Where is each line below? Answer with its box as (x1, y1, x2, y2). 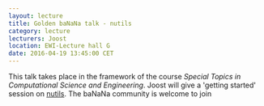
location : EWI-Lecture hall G (8, 42, 111, 50)
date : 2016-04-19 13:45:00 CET (8, 49, 114, 57)
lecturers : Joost (8, 34, 67, 43)
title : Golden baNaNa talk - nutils (8, 19, 132, 28)
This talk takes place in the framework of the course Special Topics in (8, 72, 241, 81)
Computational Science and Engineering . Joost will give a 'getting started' (8, 80, 257, 90)
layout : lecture (8, 11, 63, 20)
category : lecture (8, 27, 70, 35)
